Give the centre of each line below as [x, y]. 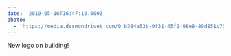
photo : [16, 20]
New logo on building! [38, 46]
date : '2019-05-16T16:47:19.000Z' [57, 13]
